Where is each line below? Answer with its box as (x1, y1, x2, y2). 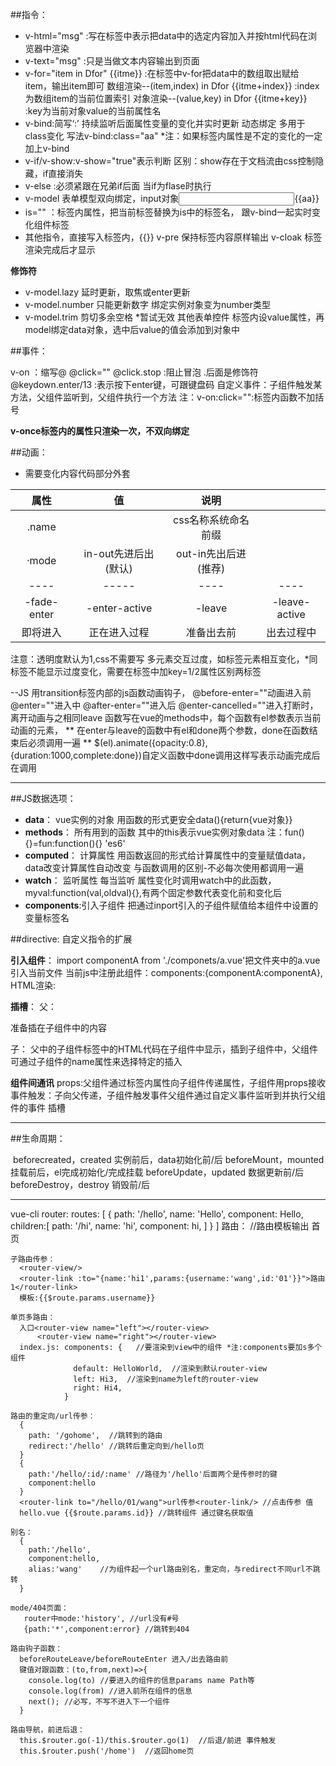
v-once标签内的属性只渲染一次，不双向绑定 (10, 425, 190, 437)
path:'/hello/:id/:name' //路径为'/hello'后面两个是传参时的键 (28, 1469, 278, 1479)
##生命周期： (10, 1133, 66, 1144)
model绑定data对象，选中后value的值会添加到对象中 (24, 324, 241, 335)
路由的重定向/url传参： (10, 1411, 96, 1421)
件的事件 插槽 (10, 1102, 66, 1113)
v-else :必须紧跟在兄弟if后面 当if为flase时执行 (24, 180, 212, 192)
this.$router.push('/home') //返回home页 (19, 1746, 195, 1756)
